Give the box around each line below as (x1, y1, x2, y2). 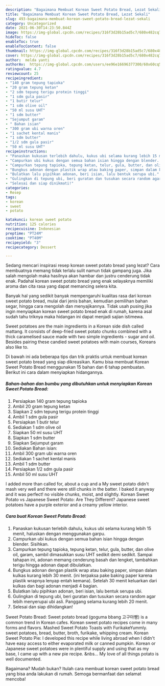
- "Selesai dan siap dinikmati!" (5, 181, 74, 186)
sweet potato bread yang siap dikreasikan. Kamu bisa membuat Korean (5, 359, 149, 365)
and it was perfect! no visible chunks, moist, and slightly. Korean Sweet (5, 491, 149, 497)
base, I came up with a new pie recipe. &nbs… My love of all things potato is (5, 651, 159, 657)
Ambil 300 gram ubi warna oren (12, 450, 77, 456)
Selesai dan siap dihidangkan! (12, 604, 73, 610)
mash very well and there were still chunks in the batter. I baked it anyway (5, 486, 155, 492)
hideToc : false (5, 35, 37, 40)
